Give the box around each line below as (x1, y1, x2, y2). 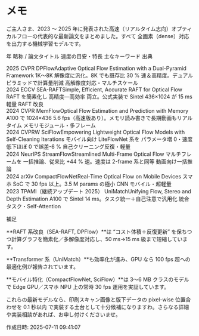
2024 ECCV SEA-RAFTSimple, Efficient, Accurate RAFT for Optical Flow (6, 86, 183, 93)
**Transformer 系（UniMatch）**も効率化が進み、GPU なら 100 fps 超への (6, 255, 191, 263)
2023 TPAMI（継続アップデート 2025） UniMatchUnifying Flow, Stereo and (6, 187, 192, 195)
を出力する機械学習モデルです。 (6, 40, 85, 47)
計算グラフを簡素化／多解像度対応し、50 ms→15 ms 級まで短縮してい (11, 235, 183, 242)
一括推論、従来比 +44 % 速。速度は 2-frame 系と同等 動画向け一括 (23, 158, 188, 165)
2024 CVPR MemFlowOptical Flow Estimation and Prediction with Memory (6, 107, 189, 114)
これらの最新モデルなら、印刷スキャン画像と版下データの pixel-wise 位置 (6, 295, 186, 303)
